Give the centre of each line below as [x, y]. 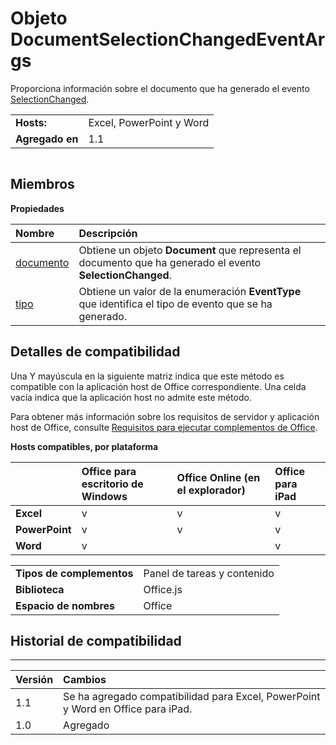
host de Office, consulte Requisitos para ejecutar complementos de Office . [164, 427]
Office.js [163, 589]
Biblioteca [40, 589]
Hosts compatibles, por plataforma [84, 446]
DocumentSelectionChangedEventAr [168, 39]
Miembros [42, 184]
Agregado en [47, 139]
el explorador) [211, 490]
